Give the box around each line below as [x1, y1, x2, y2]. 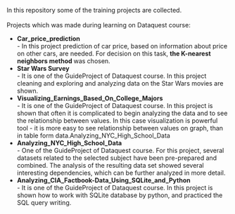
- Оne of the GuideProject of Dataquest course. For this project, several [16, 147, 224, 154]
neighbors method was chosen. [16, 57, 110, 65]
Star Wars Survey [16, 65, 70, 72]
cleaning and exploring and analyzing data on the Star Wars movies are [16, 79, 224, 87]
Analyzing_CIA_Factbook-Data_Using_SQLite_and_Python [16, 176, 191, 185]
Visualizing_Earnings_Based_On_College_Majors [16, 94, 163, 102]
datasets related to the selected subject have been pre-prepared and [16, 154, 217, 162]
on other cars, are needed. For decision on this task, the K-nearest [16, 49, 212, 58]
